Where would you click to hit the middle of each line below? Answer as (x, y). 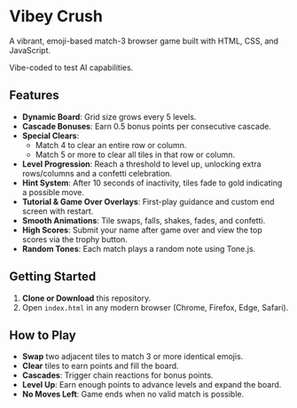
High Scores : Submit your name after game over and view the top (142, 230)
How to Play (43, 335)
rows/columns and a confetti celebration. (97, 173)
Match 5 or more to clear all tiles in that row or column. (135, 154)
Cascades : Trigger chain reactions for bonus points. (117, 375)
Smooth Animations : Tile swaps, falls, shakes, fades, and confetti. (144, 220)
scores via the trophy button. (75, 239)
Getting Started (53, 277)
